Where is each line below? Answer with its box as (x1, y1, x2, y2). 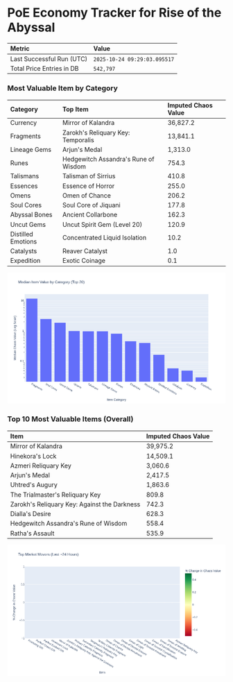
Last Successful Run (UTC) (10, 54, 88, 63)
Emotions (10, 237, 37, 246)
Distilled (10, 230, 33, 238)
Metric (10, 44, 30, 53)
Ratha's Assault (10, 529, 55, 537)
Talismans (10, 172, 40, 180)
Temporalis (62, 135, 95, 144)
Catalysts (10, 247, 37, 255)
